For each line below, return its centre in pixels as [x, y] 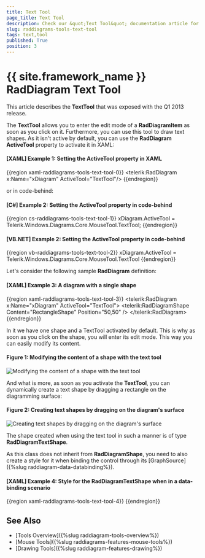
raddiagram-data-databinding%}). [71, 467]
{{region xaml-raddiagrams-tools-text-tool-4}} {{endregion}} [83, 502]
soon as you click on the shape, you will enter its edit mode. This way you [99, 337]
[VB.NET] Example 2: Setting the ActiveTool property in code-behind [96, 239]
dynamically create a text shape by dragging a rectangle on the [87, 389]
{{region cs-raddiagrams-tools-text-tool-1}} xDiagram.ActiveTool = [91, 219]
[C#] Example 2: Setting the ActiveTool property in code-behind [89, 205]
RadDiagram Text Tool [64, 90]
